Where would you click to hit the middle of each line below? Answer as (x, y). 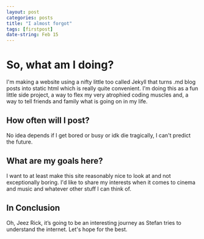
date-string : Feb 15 (33, 35)
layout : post (23, 12)
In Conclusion (33, 208)
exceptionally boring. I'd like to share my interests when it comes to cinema (101, 182)
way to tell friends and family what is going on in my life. (77, 101)
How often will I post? (48, 121)
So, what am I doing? (60, 65)
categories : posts (30, 18)
